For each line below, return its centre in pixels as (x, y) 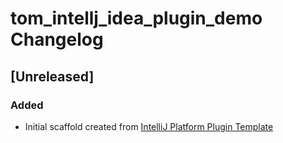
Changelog (57, 39)
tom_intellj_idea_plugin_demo (136, 18)
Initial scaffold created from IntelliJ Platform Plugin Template (149, 126)
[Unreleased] (52, 76)
